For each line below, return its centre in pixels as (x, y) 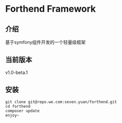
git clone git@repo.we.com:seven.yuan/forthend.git (61, 102)
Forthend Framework (51, 9)
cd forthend (18, 106)
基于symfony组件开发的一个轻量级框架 (45, 42)
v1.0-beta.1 (17, 72)
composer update (22, 111)
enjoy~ (12, 115)
